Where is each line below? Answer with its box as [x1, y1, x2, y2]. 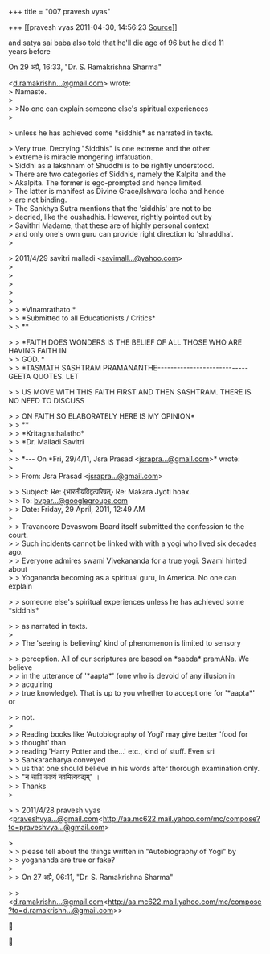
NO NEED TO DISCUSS [8, 396, 85, 405]
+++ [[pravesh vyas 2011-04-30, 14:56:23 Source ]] [8, 23, 178, 31]
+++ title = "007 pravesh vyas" [8, 7, 111, 16]
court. [8, 531, 28, 539]
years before [8, 47, 51, 56]
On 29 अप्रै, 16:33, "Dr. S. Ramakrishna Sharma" [8, 62, 162, 72]
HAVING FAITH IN [8, 346, 67, 355]
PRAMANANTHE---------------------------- [103, 363, 249, 373]
